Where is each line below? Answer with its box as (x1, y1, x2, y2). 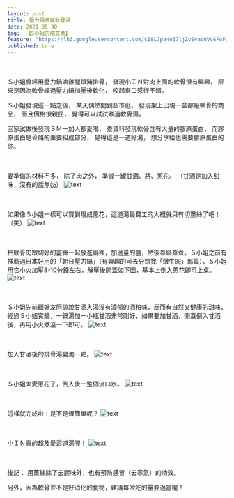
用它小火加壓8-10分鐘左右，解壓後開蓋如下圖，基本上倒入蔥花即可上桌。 (7, 266, 216, 274)
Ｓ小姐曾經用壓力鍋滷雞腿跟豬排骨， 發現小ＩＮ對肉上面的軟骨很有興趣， (7, 77, 217, 86)
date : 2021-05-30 (7, 23, 58, 30)
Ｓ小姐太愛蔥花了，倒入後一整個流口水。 (7, 379, 123, 388)
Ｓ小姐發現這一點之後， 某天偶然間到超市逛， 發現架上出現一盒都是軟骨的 (7, 101, 218, 109)
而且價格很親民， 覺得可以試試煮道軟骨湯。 (20, 110, 145, 118)
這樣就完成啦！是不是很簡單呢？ (7, 409, 99, 417)
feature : (7, 36, 33, 43)
